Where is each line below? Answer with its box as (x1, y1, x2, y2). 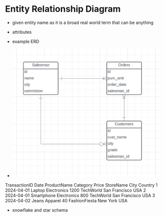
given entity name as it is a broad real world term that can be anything (12, 20, 154, 25)
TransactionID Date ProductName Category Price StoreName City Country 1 (5, 182, 158, 188)
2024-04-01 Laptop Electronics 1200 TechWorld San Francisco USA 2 (5, 187, 146, 193)
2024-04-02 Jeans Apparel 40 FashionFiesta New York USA (5, 197, 128, 203)
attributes (12, 29, 32, 35)
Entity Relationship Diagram (5, 3, 121, 15)
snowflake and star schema (12, 207, 68, 213)
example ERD (12, 38, 40, 44)
